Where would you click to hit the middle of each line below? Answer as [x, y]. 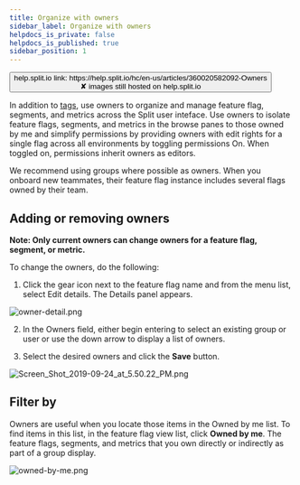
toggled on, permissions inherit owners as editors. [103, 154]
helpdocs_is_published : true [64, 43]
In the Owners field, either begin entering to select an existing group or [154, 329]
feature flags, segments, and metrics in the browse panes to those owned [147, 125]
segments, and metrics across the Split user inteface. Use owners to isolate [150, 115]
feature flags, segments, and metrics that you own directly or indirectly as [147, 443]
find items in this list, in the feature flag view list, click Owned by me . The [145, 434]
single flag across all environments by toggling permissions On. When [139, 144]
